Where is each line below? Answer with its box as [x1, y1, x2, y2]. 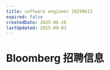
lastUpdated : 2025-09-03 [6, 24, 67, 31]
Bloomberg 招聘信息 [6, 52, 104, 65]
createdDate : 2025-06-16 [6, 19, 67, 25]
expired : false [6, 14, 43, 20]
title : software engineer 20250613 [6, 8, 93, 15]
